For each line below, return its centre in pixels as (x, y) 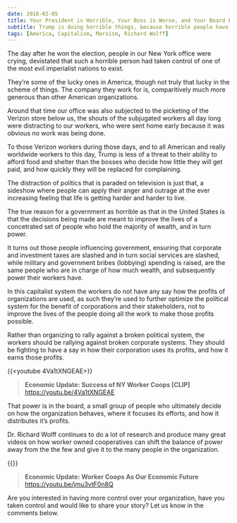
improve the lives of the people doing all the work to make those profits (111, 314)
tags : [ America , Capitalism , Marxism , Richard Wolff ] (88, 33)
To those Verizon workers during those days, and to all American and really (116, 147)
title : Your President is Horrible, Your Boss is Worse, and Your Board (116, 20)
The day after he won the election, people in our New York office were (109, 54)
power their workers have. (45, 278)
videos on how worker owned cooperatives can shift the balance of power (115, 442)
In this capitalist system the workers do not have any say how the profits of (116, 291)
